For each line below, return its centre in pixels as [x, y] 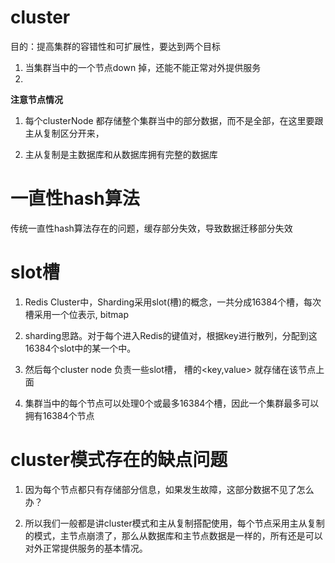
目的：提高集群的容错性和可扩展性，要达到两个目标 [115, 46]
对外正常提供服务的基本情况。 [86, 548]
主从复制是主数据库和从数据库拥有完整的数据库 [121, 154]
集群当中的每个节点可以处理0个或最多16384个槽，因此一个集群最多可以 [172, 403]
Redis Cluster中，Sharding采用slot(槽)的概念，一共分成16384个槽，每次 [173, 302]
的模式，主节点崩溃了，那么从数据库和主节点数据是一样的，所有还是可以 [173, 535]
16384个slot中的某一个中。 [80, 348]
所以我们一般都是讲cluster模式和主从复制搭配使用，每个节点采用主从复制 [174, 523]
